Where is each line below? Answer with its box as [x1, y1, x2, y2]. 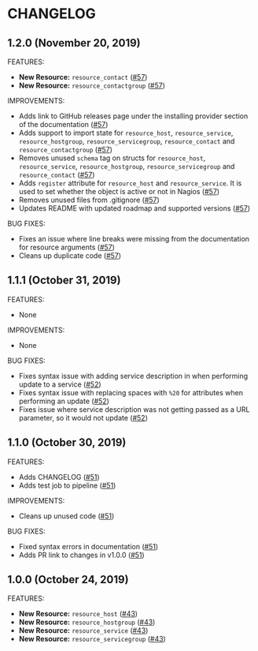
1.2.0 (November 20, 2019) [7, 36, 141, 50]
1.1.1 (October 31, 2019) [7, 274, 121, 287]
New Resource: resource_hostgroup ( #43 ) [18, 617, 156, 627]
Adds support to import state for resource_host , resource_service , [18, 128, 234, 137]
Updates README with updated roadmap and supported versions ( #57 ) [18, 204, 251, 213]
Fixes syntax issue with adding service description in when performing [18, 371, 249, 380]
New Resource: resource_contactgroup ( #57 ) [18, 80, 166, 90]
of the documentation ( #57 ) [18, 120, 109, 129]
